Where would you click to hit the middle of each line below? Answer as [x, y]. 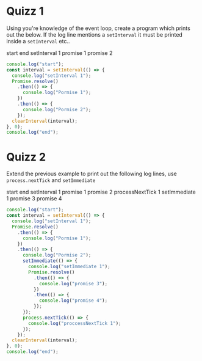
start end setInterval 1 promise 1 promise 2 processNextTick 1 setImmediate [101, 192]
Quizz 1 [25, 11]
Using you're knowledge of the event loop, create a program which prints [98, 28]
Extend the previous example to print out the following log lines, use [92, 174]
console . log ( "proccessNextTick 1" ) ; [75, 323]
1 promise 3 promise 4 [34, 199]
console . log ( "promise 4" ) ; [73, 301]
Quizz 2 [26, 157]
